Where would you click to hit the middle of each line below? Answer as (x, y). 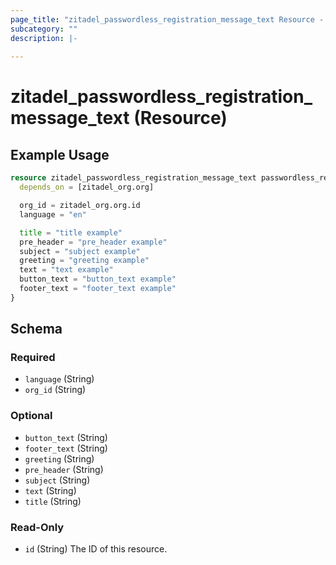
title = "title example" (71, 232)
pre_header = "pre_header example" (93, 242)
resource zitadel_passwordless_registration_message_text (133, 178)
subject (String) (57, 480)
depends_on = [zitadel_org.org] (87, 187)
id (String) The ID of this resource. (96, 549)
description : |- (44, 38)
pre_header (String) (64, 469)
